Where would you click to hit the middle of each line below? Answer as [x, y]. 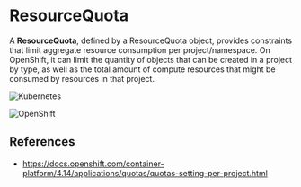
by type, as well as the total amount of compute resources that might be [142, 69]
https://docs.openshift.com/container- [93, 164]
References [42, 142]
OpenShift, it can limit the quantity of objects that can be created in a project [151, 59]
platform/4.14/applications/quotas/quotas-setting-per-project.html [145, 173]
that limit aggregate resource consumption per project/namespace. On [140, 49]
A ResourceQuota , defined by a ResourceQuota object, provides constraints [151, 40]
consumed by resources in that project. [82, 78]
